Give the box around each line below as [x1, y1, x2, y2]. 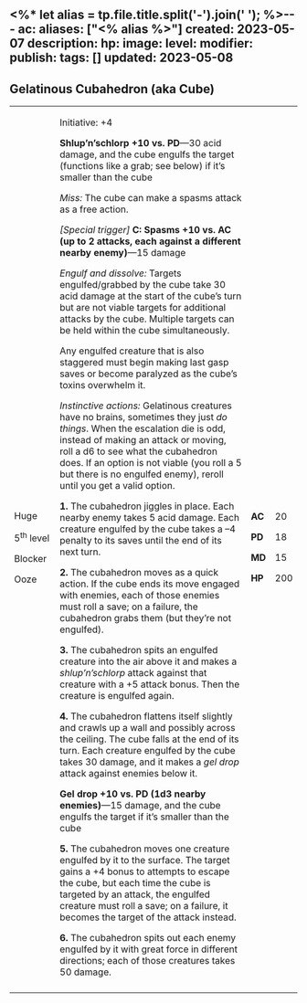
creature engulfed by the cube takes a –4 [58, 523, 236, 535]
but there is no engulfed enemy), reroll [58, 468, 224, 480]
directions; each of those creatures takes [58, 955, 236, 967]
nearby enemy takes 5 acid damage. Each [58, 512, 240, 524]
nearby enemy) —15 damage [58, 247, 186, 259]
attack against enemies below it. [58, 767, 198, 780]
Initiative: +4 [58, 116, 112, 129]
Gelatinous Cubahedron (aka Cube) [9, 81, 215, 97]
